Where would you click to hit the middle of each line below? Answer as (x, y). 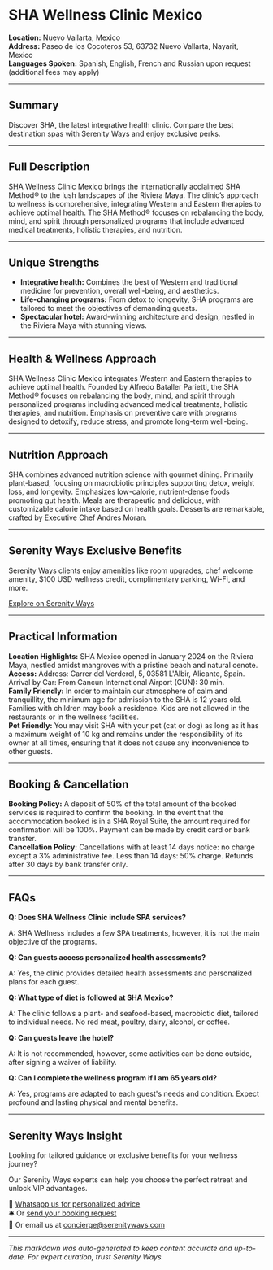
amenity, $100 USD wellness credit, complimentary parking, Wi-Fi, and (127, 578)
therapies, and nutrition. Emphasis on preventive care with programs (123, 413)
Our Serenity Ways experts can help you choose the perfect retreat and (128, 1180)
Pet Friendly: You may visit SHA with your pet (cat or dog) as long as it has (134, 725)
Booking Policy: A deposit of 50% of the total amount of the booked (123, 804)
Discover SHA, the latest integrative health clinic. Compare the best (121, 124)
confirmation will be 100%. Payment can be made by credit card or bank (129, 830)
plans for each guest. (44, 982)
